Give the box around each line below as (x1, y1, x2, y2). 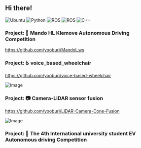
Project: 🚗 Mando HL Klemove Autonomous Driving (5, 29, 130, 36)
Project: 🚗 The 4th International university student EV (5, 130, 136, 137)
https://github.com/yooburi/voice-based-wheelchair (5, 73, 111, 79)
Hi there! (5, 4, 33, 12)
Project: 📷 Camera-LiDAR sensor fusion (5, 95, 104, 102)
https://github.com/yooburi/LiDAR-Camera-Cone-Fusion (5, 108, 120, 114)
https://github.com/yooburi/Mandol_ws (5, 47, 85, 53)
